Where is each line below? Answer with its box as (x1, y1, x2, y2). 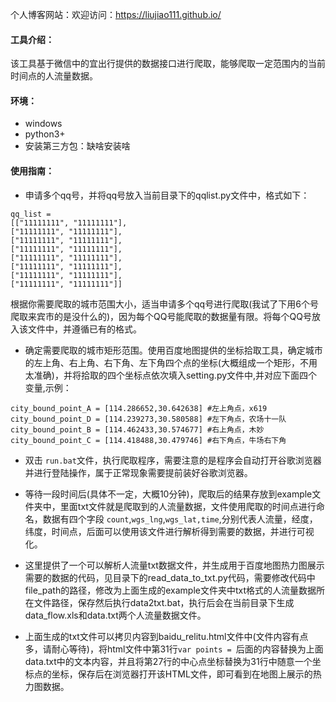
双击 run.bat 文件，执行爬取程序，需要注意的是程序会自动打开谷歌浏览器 (24, 454, 322, 466)
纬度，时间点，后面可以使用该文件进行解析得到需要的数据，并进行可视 (24, 525, 315, 537)
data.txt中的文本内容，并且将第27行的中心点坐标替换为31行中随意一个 (24, 655, 313, 667)
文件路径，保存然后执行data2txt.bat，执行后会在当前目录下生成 (33, 596, 295, 608)
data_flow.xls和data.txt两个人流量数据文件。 (24, 609, 207, 621)
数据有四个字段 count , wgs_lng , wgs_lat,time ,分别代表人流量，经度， (42, 513, 318, 525)
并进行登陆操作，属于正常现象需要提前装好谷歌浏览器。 (24, 466, 253, 478)
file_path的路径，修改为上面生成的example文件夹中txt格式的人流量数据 (24, 584, 317, 596)
